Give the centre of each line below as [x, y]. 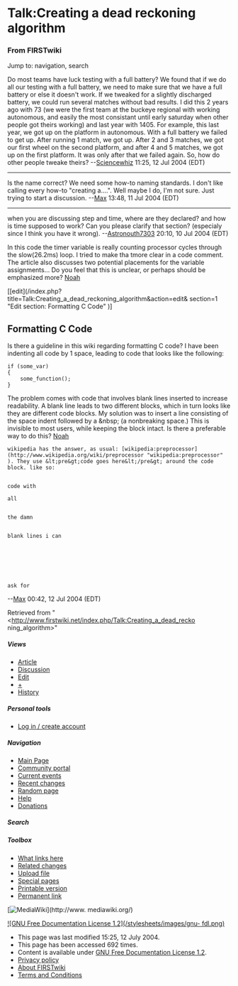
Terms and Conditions [50, 975]
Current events [39, 776]
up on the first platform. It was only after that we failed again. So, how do [114, 155]
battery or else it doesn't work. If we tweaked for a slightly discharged [110, 94]
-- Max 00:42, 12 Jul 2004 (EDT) [54, 599]
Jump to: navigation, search [48, 66]
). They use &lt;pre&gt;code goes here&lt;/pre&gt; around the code [110, 462]
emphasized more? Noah [44, 278]
